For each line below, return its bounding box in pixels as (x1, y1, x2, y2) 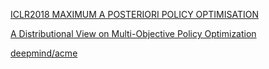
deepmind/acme (10, 47, 78, 59)
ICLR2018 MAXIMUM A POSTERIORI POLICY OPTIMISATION (10, 9, 259, 20)
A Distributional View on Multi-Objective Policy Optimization (10, 28, 257, 39)
